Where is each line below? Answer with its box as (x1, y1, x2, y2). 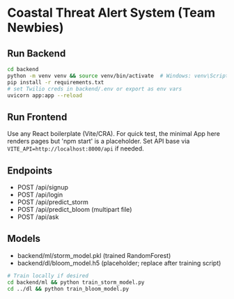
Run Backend (7, 47, 66, 59)
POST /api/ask (17, 213, 59, 221)
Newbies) (7, 20, 64, 36)
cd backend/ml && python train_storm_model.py (7, 279, 145, 286)
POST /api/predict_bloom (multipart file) (17, 206, 132, 213)
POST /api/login (17, 190, 63, 199)
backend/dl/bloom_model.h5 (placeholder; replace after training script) (17, 259, 221, 267)
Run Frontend (7, 111, 68, 123)
